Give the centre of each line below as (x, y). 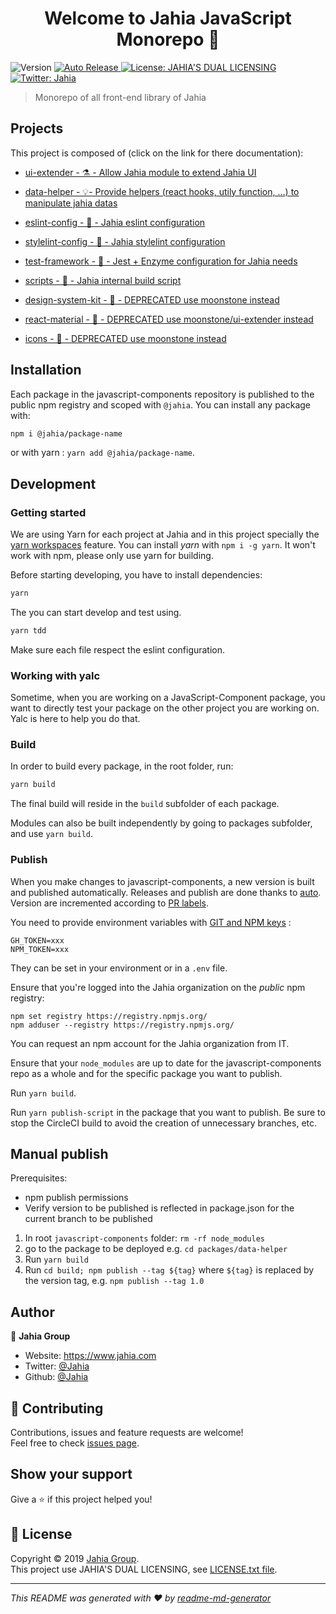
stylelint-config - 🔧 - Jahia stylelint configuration (125, 241)
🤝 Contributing (57, 1408)
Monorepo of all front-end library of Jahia (120, 97)
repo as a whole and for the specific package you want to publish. (146, 1073)
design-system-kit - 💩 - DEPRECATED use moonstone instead (152, 299)
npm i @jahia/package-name (66, 433)
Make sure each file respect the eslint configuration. (118, 649)
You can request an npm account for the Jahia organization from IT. (150, 1043)
